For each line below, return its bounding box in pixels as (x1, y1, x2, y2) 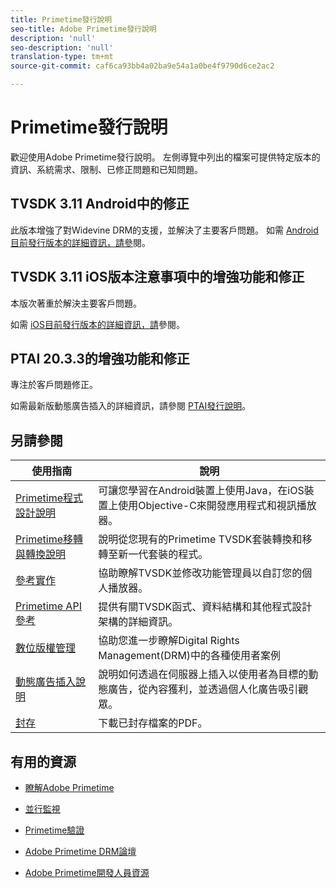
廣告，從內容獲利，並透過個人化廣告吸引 (108, 682, 299, 696)
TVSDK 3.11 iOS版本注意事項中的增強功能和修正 (10, 269, 305, 286)
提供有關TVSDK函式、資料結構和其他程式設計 (98, 600, 313, 614)
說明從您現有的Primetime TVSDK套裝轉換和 (98, 532, 303, 546)
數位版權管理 (15, 641, 77, 655)
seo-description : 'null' (10, 42, 114, 53)
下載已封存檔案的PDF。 (98, 716, 208, 730)
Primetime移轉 (15, 532, 84, 546)
